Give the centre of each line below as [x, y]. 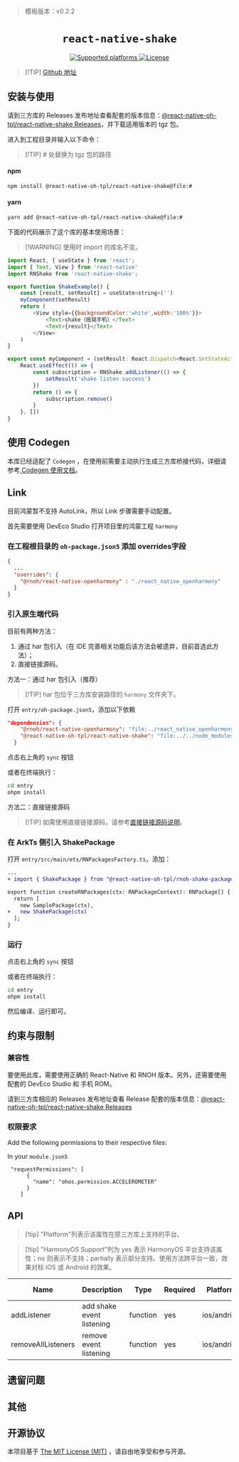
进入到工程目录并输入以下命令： [54, 139]
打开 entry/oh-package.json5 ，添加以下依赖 [71, 709]
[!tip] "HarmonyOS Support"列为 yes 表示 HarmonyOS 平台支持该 [121, 1249]
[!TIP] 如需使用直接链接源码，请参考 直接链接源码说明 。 [105, 822]
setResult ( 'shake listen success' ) [98, 379]
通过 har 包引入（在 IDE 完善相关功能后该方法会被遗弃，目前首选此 [115, 646]
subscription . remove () [79, 399]
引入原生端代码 [33, 614]
